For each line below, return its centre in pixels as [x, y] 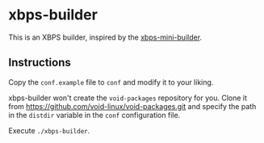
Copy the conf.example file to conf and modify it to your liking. [111, 82]
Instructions [40, 63]
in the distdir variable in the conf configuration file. [94, 115]
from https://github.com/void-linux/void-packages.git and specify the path [132, 106]
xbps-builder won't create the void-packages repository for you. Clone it [128, 98]
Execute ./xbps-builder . [49, 130]
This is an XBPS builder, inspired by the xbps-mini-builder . [105, 37]
